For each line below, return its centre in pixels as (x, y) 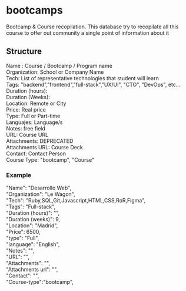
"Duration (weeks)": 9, (33, 220)
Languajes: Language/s (34, 122)
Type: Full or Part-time (33, 116)
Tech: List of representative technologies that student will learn (82, 78)
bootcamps (34, 10)
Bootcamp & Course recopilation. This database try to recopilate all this (92, 27)
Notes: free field (26, 128)
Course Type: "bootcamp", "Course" (50, 159)
